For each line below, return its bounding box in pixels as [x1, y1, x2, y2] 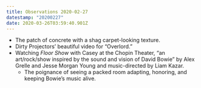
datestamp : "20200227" [6, 14, 64, 20]
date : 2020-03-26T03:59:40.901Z [6, 20, 88, 26]
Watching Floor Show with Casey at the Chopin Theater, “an [15, 49, 166, 57]
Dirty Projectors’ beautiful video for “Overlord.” [15, 43, 132, 50]
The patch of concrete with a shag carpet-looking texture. [15, 37, 161, 44]
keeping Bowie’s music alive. [24, 75, 96, 82]
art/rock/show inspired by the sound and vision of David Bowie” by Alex [15, 55, 195, 63]
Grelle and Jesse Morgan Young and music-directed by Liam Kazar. [15, 62, 185, 69]
